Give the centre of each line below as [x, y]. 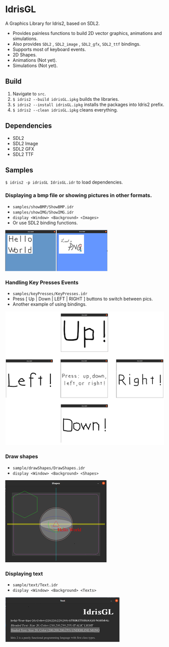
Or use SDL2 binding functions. [45, 223]
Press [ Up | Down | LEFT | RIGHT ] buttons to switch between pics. [82, 299]
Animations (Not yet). [35, 60]
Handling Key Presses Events [42, 282]
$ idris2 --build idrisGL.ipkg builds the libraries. [66, 99]
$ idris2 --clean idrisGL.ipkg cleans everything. [65, 110]
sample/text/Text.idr [35, 585]
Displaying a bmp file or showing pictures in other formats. [79, 195]
